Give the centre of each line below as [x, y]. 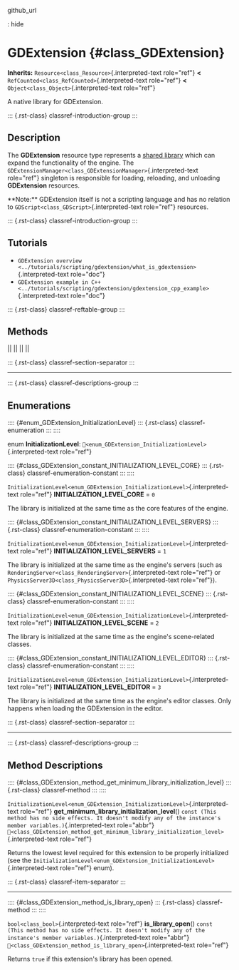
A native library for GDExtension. [55, 101]
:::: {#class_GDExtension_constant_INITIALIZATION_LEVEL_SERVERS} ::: [113, 522]
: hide [16, 24]
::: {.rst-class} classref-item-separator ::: [67, 882]
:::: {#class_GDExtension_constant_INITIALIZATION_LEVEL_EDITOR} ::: [110, 658]
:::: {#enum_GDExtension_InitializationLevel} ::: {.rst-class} [92, 423]
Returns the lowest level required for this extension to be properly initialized [118, 853]
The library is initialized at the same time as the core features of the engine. [118, 509]
